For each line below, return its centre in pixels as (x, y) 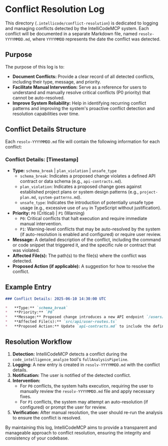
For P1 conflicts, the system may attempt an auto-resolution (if (84, 401)
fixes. (25, 396)
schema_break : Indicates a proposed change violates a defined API (88, 175)
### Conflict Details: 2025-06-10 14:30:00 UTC (56, 298)
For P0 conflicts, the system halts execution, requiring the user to (86, 385)
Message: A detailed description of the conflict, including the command (86, 239)
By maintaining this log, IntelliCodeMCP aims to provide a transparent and (81, 427)
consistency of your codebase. (37, 438)
